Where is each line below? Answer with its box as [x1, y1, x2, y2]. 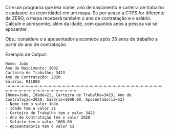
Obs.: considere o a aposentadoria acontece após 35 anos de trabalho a [5, 36, 158, 42]
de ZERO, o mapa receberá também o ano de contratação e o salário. [5, 15, 152, 21]
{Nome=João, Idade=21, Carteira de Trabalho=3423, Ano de [5, 93, 132, 98]
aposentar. [5, 26, 28, 32]
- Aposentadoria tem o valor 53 [5, 124, 74, 129]
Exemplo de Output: [5, 51, 48, 57]
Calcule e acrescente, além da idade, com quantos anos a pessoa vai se [5, 20, 158, 27]
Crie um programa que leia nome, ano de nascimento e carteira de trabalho [5, 5, 164, 10]
